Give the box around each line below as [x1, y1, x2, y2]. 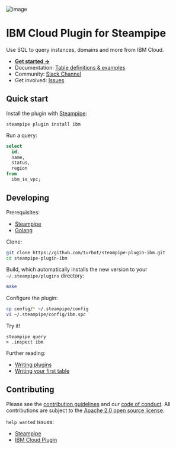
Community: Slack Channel [14, 70, 81, 77]
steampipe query [6, 334, 46, 340]
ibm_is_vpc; [11, 176, 41, 182]
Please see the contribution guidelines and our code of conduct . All [6, 400, 171, 407]
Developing [6, 193, 49, 203]
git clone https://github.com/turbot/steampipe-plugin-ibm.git [6, 250, 166, 255]
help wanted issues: [6, 418, 55, 425]
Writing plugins [14, 361, 52, 369]
